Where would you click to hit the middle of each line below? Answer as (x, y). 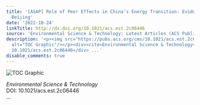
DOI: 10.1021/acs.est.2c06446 (43, 90)
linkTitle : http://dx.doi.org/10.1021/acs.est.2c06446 (76, 28)
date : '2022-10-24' (30, 23)
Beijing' (22, 17)
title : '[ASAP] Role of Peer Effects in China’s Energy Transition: (93, 12)
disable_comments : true (36, 56)
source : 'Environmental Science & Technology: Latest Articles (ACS (93, 34)
